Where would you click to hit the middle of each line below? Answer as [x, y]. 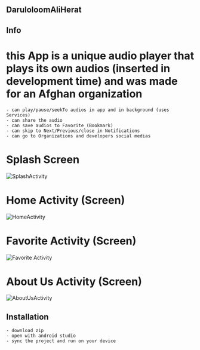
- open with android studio [41, 336]
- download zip [25, 331]
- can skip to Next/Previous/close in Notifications [73, 131]
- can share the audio [34, 120]
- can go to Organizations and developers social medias [79, 136]
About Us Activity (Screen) [74, 282]
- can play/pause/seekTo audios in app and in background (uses [88, 110]
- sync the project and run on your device [61, 341]
